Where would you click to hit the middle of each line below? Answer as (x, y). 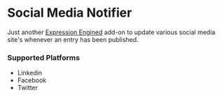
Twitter (28, 88)
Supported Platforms (44, 57)
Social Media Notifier (70, 13)
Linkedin (30, 73)
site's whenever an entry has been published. (73, 39)
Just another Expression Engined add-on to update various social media (111, 32)
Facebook (32, 80)
